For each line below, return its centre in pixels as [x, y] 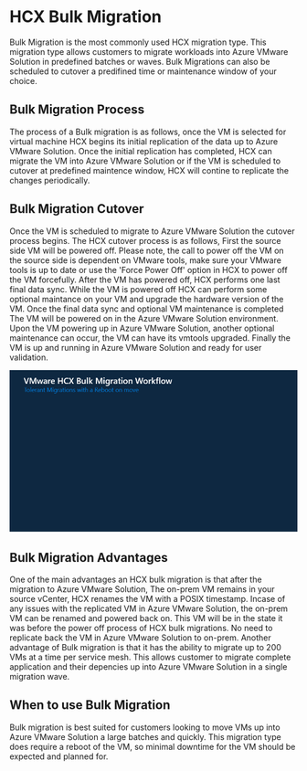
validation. [29, 357]
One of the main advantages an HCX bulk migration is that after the [136, 579]
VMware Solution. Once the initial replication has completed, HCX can [141, 151]
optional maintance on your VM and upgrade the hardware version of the [147, 299]
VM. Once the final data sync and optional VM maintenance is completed [147, 309]
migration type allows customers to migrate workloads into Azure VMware [149, 51]
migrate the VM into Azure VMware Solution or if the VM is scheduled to [145, 161]
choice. [24, 80]
